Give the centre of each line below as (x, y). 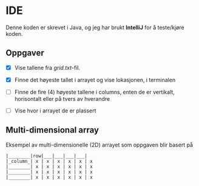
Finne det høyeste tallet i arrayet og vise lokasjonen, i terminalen (95, 80)
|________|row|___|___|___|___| (46, 156)
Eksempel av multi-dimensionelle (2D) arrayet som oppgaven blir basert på (99, 145)
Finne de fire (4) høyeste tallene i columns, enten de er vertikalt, (95, 92)
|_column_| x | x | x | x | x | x (49, 161)
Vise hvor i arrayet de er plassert (55, 111)
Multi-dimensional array (52, 130)
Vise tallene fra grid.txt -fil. (47, 67)
